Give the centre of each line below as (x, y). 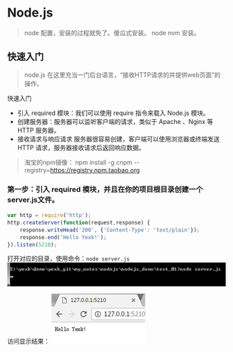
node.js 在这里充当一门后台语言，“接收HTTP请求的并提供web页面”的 (122, 75)
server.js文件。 (33, 200)
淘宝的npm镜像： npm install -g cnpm (78, 162)
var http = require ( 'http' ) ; (49, 215)
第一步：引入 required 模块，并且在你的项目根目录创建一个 (105, 189)
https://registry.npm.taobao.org (95, 170)
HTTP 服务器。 (38, 130)
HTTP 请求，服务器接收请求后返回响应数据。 (81, 148)
